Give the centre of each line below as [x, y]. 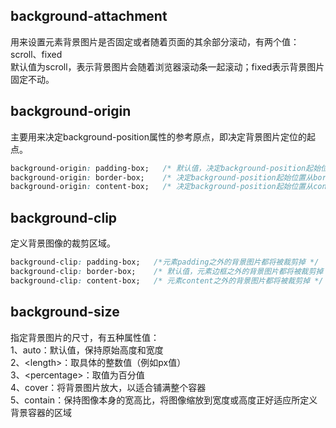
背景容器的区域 [41, 412]
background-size [65, 312]
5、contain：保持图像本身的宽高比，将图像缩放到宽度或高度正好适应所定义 [164, 400]
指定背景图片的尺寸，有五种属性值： [85, 337]
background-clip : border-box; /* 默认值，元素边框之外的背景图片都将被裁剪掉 [167, 271]
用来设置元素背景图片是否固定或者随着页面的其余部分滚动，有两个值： [155, 41]
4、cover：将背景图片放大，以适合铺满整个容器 [108, 387]
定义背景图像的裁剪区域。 [63, 243]
